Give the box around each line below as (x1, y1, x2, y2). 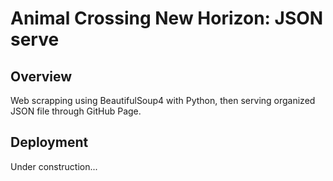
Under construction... (10, 160, 98, 172)
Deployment (10, 134, 89, 151)
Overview (10, 68, 73, 85)
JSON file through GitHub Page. (10, 105, 142, 117)
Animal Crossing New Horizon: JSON (10, 7, 324, 30)
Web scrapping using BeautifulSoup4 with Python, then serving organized (10, 95, 316, 106)
